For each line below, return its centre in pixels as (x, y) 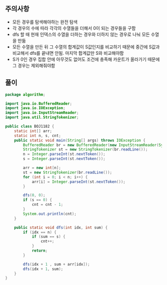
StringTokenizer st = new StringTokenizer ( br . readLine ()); (85, 149)
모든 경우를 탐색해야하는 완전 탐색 (45, 22)
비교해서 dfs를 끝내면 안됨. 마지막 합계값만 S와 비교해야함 (68, 53)
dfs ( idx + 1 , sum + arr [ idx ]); (57, 264)
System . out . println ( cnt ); (50, 214)
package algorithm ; (25, 94)
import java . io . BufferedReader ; (39, 104)
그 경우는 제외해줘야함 (34, 65)
